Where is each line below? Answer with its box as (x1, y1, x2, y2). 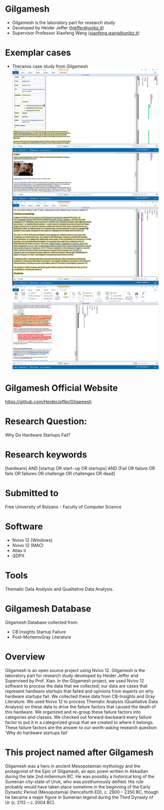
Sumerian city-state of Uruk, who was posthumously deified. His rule (5, 779, 144, 785)
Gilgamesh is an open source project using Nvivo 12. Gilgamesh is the (5, 667, 145, 673)
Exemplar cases (5, 47, 71, 58)
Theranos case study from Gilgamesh (12, 63, 88, 69)
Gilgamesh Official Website (5, 382, 118, 394)
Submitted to (5, 488, 59, 499)
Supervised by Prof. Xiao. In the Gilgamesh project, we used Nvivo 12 (5, 677, 144, 683)
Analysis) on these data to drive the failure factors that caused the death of (5, 703, 156, 710)
